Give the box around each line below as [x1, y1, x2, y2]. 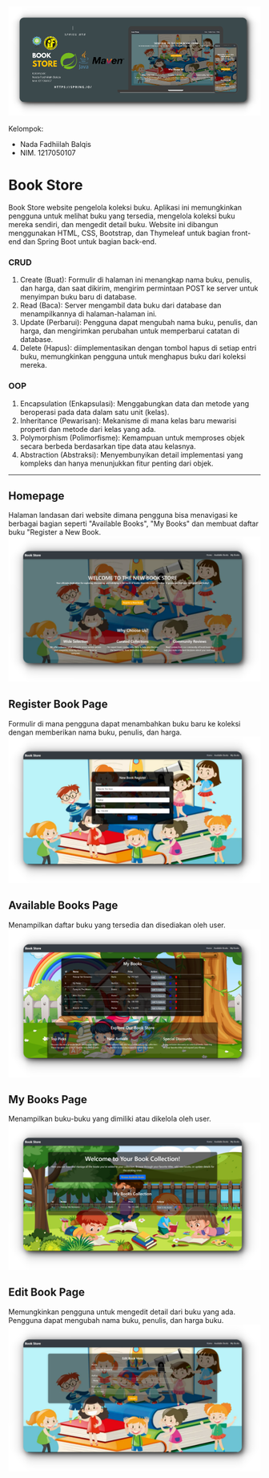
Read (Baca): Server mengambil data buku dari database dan [19, 300, 222, 311]
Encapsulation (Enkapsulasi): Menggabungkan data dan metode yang [19, 398, 250, 408]
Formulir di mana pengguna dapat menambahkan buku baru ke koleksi [8, 719, 241, 728]
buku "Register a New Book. [8, 527, 102, 537]
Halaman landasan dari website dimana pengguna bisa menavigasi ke [8, 511, 238, 520]
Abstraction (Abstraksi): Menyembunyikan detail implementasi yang [19, 450, 243, 459]
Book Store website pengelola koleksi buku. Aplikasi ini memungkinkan [8, 203, 243, 213]
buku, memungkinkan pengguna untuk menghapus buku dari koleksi [19, 352, 247, 361]
